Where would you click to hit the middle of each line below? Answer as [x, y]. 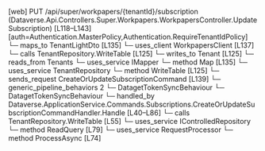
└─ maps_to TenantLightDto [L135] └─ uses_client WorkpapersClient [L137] [131, 45]
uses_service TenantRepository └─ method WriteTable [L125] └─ [114, 70]
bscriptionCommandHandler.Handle [67, 113]
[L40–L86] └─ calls [158, 113]
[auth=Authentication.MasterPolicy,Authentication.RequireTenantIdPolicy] [128, 37]
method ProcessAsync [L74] [55, 138]
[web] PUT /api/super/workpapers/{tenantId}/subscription [103, 12]
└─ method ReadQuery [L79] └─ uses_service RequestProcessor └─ [121, 130]
